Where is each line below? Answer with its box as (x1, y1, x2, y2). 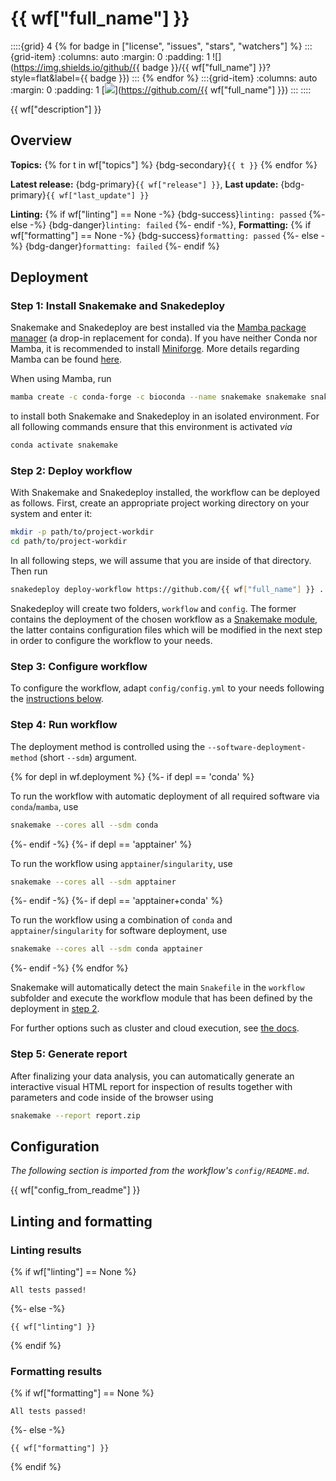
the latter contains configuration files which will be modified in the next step (10, 624, 323, 636)
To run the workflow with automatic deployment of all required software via (10, 790, 320, 802)
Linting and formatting (10, 1213, 153, 1230)
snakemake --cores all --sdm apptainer (10, 877, 177, 887)
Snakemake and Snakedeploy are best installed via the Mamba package (10, 322, 307, 334)
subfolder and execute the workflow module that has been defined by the (10, 992, 313, 1004)
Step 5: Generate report (10, 1047, 128, 1061)
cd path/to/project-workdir (10, 537, 128, 547)
